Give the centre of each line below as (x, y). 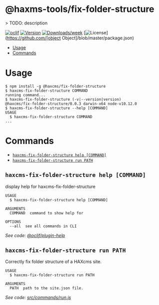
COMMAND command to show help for (47, 213)
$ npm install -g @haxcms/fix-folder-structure (56, 86)
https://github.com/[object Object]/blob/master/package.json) (70, 38)
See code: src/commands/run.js (38, 298)
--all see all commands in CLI (43, 226)
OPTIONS (13, 222)
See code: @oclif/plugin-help (35, 235)
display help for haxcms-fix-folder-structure (50, 186)
